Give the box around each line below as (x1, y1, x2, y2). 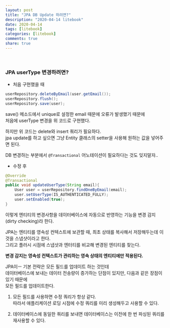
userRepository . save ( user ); (5, 101, 66, 106)
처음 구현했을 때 (12, 81, 45, 88)
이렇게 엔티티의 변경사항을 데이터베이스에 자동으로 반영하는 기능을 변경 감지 (5, 211, 156, 218)
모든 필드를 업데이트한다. (5, 282, 55, 289)
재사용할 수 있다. (12, 317, 46, 323)
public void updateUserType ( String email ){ (5, 182, 100, 188)
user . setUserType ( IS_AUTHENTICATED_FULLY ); (14, 192, 109, 197)
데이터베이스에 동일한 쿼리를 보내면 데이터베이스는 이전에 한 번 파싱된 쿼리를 (12, 311, 165, 317)
